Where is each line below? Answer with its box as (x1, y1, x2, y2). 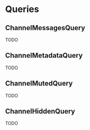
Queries (5, 4, 39, 15)
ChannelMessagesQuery (5, 24, 85, 32)
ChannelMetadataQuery (5, 51, 83, 60)
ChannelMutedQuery (5, 79, 73, 88)
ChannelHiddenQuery (5, 107, 75, 116)
